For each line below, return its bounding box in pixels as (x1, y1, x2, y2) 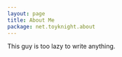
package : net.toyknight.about (7, 23, 96, 30)
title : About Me (7, 17, 55, 24)
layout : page (7, 10, 46, 17)
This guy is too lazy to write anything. (7, 42, 116, 51)
